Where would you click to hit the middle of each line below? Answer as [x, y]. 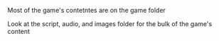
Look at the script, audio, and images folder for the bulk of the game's [110, 24]
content [19, 31]
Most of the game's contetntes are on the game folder [86, 10]
